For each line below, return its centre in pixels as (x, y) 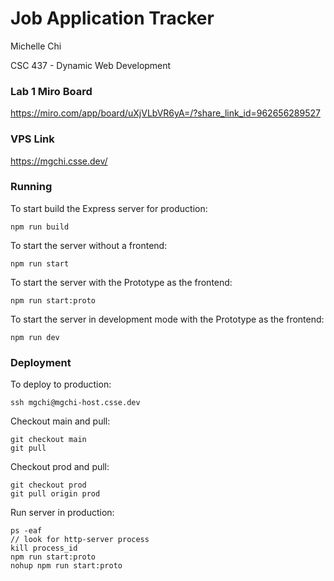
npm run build (40, 227)
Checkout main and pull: (60, 421)
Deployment (41, 362)
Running (31, 187)
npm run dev (35, 337)
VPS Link (32, 139)
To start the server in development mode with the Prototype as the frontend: (167, 319)
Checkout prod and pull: (60, 467)
